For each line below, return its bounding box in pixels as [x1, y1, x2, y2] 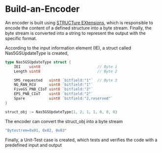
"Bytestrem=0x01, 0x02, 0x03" [5, 128, 67, 133]
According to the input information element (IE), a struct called [5, 45, 132, 51]
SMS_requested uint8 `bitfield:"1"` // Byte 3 [14, 78, 118, 83]
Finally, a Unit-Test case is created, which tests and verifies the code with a [5, 137, 158, 143]
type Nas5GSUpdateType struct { [5, 60, 71, 64]
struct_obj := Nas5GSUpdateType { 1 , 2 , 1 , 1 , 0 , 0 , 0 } [5, 109, 118, 114]
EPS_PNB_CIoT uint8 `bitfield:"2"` [14, 92, 93, 96]
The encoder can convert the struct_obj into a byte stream [5, 118, 123, 124]
